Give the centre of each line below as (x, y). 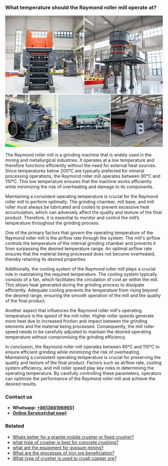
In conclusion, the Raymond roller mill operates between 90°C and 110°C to (82, 346)
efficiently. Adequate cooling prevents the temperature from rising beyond (81, 290)
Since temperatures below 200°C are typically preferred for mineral (75, 170)
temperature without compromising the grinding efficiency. (66, 337)
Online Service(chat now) (39, 413)
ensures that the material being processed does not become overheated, (80, 253)
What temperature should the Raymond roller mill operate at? (81, 7)
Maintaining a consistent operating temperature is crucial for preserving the (83, 357)
